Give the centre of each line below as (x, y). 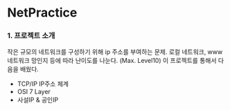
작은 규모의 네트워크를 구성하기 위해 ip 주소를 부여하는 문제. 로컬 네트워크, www (115, 52)
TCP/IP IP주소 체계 (43, 84)
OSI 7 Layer (34, 92)
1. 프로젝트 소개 (31, 36)
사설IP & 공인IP (38, 100)
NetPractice (42, 13)
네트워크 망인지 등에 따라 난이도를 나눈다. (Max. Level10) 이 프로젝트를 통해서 (112, 61)
